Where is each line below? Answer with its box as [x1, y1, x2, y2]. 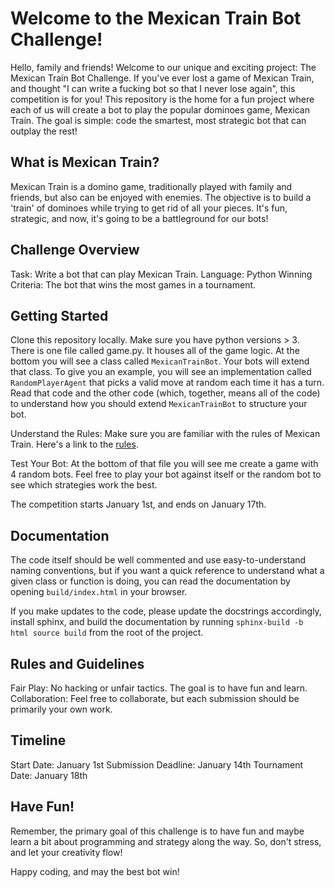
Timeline [10, 732, 67, 749]
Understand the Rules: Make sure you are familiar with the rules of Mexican [10, 428, 321, 440]
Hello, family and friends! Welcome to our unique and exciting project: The [10, 61, 317, 73]
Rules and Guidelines [10, 655, 145, 672]
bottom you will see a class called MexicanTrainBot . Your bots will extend [10, 355, 310, 367]
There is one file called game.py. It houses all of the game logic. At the [10, 345, 300, 357]
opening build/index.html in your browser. [10, 586, 188, 598]
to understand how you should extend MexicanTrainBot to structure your [10, 398, 308, 410]
